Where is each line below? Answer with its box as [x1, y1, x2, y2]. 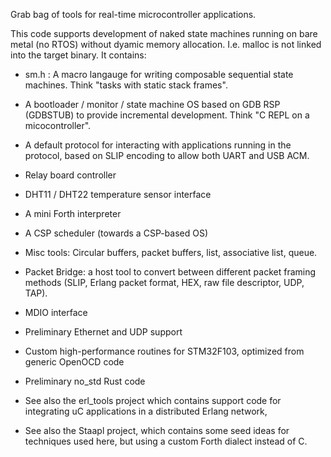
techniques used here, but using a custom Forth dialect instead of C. [24, 435, 308, 447]
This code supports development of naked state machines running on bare [10, 28, 318, 39]
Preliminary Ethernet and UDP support [24, 326, 183, 338]
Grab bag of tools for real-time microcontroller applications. [10, 9, 257, 20]
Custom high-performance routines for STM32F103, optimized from [24, 345, 305, 357]
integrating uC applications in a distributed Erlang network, [24, 405, 268, 417]
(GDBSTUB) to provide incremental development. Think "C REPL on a [24, 109, 310, 121]
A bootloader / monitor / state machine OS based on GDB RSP [24, 99, 281, 110]
